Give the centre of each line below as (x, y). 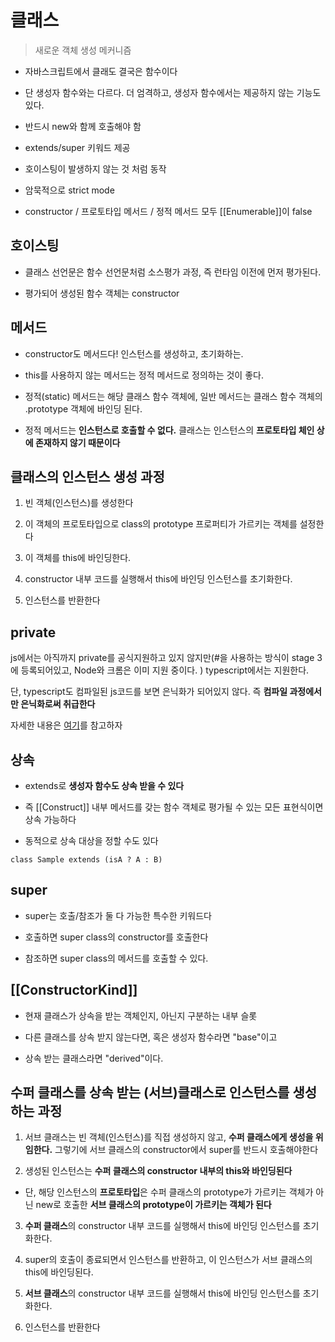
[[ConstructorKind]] (74, 990)
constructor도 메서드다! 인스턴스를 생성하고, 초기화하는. (134, 353)
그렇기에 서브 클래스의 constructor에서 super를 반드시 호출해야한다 (186, 1150)
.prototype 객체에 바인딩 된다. (83, 408)
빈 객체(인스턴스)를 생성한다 (79, 503)
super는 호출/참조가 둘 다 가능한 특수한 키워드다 (118, 915)
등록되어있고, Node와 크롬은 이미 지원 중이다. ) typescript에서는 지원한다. (165, 670)
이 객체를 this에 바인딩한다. (78, 558)
